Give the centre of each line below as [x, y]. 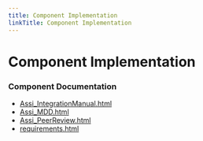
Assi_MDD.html [44, 112]
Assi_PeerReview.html [55, 120]
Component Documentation [63, 86]
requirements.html [49, 128]
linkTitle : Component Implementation [70, 23]
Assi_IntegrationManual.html [66, 103]
